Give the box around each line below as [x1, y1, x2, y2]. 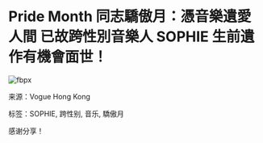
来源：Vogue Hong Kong [8, 91, 91, 101]
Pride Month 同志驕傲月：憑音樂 [8, 7, 223, 26]
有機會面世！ [23, 48, 108, 66]
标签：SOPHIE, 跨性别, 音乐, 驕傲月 [8, 108, 125, 118]
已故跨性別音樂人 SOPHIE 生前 [40, 27, 240, 46]
